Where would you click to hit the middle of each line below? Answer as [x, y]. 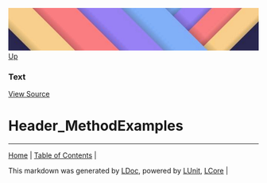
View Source [29, 94]
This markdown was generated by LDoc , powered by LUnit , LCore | [118, 171]
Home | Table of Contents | [52, 155]
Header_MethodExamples [96, 126]
